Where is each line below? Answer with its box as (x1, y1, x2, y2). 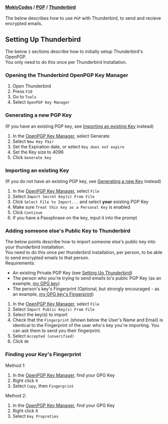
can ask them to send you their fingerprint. (12, 327, 102, 334)
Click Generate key (12, 154, 52, 160)
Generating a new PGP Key (5, 112, 72, 119)
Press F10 (12, 89, 33, 95)
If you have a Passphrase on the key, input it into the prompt (12, 214, 137, 221)
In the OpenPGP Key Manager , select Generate (12, 133, 110, 139)
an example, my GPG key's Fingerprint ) (12, 291, 94, 297)
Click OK (12, 338, 29, 345)
